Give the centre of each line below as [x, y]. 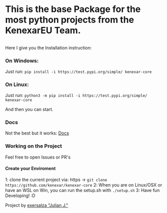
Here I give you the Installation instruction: [49, 47]
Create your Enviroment [30, 168]
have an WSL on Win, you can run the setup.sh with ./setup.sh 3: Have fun [83, 190]
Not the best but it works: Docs [37, 133]
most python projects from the [70, 20]
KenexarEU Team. [43, 30]
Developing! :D [20, 195]
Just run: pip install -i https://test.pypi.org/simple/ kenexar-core [79, 71]
